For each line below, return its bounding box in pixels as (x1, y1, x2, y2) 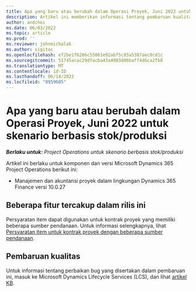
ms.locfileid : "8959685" (6, 79, 66, 85)
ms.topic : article (6, 30, 51, 36)
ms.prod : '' (6, 36, 35, 41)
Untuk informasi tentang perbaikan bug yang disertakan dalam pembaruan (6, 267, 185, 274)
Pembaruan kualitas (6, 252, 80, 262)
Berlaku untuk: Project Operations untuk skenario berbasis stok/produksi (6, 148, 184, 155)
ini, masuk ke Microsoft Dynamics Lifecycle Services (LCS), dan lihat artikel (6, 273, 187, 280)
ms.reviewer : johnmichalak (6, 41, 72, 47)
